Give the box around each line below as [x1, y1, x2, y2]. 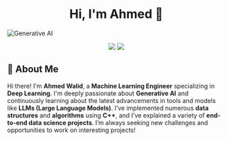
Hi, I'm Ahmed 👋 [69, 6, 164, 22]
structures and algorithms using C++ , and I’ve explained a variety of [7, 111, 206, 120]
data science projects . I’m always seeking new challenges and [28, 118, 208, 126]
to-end [7, 118, 28, 126]
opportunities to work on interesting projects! [7, 126, 136, 134]
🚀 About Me [7, 64, 59, 75]
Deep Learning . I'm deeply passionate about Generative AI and [7, 89, 189, 97]
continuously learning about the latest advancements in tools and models [7, 96, 216, 104]
